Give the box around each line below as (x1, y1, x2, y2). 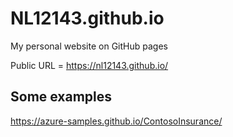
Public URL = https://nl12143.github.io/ (10, 59, 169, 71)
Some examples (10, 88, 113, 106)
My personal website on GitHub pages (10, 40, 168, 52)
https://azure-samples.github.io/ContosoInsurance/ (10, 115, 223, 127)
